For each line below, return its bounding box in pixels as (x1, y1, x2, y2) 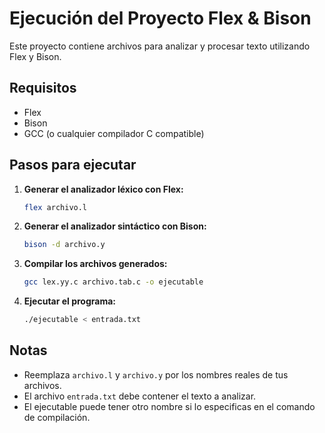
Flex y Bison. (9, 50, 62, 62)
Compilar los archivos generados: (23, 258, 168, 270)
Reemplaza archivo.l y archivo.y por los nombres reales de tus (23, 368, 289, 381)
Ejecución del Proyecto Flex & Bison (9, 7, 312, 30)
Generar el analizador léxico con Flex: (23, 183, 184, 195)
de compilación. (23, 411, 91, 423)
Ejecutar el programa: (23, 295, 117, 307)
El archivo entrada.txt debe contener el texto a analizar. (23, 390, 257, 402)
